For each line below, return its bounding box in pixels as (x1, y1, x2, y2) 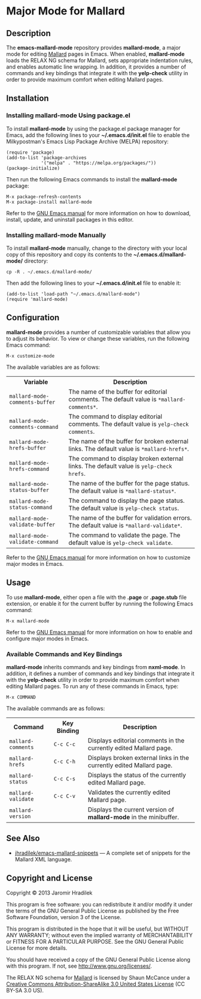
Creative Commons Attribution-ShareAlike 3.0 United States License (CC (6, 980, 185, 988)
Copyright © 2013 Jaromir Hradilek (6, 889, 93, 896)
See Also (6, 833, 40, 843)
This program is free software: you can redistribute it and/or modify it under (6, 900, 193, 908)
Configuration (6, 312, 60, 323)
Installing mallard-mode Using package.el (6, 111, 130, 120)
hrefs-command (9, 466, 50, 472)
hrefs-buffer (9, 445, 47, 451)
